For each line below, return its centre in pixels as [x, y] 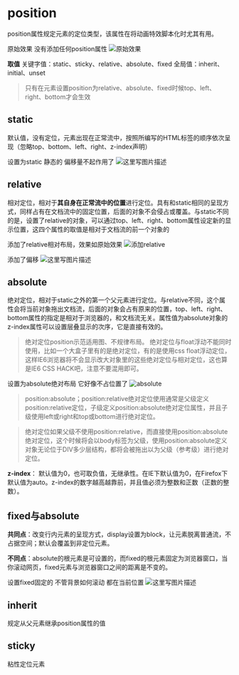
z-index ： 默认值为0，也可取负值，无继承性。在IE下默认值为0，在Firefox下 [118, 474]
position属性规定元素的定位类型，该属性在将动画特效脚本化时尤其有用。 [113, 33]
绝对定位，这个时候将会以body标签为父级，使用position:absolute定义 [126, 441]
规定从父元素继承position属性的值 [57, 623]
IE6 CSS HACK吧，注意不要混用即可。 [87, 368]
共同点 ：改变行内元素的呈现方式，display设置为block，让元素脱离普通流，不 [119, 534]
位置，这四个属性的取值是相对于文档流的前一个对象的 [91, 229]
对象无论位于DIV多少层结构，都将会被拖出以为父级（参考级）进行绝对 [127, 450]
